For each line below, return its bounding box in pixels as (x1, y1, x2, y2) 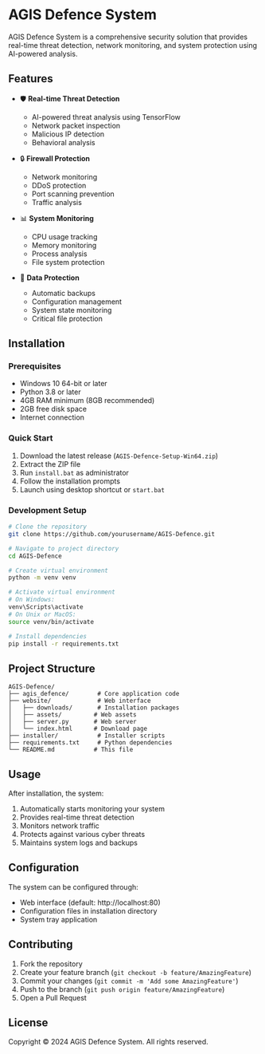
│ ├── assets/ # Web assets (8, 711, 137, 719)
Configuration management (31, 297, 122, 306)
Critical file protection (31, 314, 103, 323)
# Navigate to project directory (8, 544, 119, 552)
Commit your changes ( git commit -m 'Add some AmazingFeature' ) (19, 976, 239, 985)
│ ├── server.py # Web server (8, 718, 137, 726)
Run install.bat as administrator (19, 468, 130, 477)
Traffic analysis (31, 197, 82, 207)
